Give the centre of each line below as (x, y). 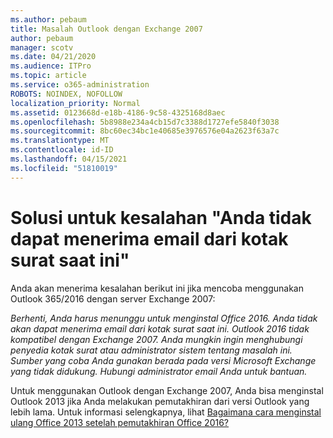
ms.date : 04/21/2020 (53, 57)
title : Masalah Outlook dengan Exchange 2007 (106, 29)
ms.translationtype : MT (60, 141)
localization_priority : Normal (75, 103)
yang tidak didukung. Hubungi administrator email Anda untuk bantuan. (159, 371)
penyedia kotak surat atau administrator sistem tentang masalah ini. (151, 350)
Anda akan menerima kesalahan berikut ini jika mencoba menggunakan (157, 288)
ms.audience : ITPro (51, 66)
